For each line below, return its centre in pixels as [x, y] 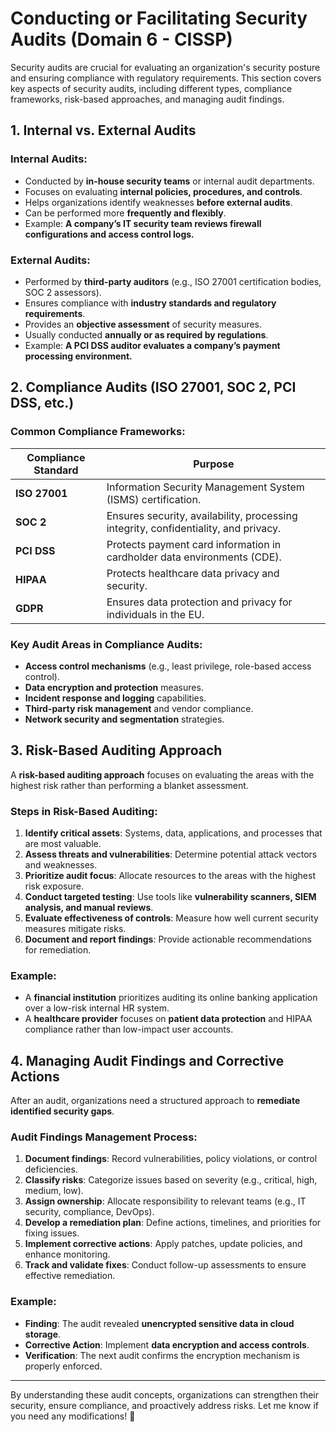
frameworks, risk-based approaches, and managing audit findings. [147, 99]
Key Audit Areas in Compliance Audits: [106, 644]
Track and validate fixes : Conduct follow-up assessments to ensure [165, 1265]
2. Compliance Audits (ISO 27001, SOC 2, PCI [153, 387]
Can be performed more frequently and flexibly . [125, 213]
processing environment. [78, 356]
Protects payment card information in [194, 544]
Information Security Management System [205, 487]
